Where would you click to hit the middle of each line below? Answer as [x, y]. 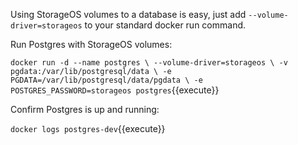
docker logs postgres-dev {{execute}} [88, 128]
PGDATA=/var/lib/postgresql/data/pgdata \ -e [106, 80]
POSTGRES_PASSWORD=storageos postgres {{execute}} [115, 90]
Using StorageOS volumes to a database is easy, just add [128, 14]
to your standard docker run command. [165, 25]
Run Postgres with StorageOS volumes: [91, 44]
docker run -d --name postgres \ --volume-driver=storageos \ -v [149, 63]
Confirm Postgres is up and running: [85, 109]
